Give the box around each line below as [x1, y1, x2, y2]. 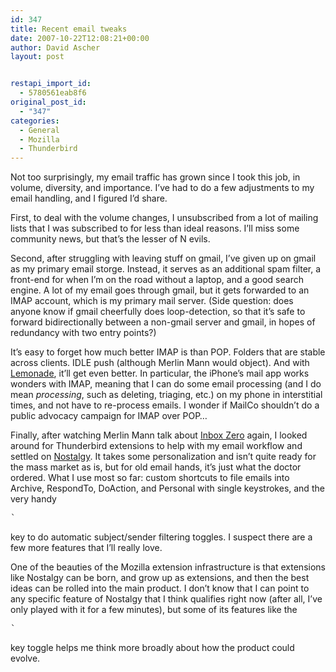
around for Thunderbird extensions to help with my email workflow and [10, 440, 303, 452]
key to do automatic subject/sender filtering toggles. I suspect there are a [10, 531, 313, 543]
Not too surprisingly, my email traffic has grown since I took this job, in [10, 171, 301, 183]
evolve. [10, 652, 41, 665]
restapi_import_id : [10, 79, 92, 89]
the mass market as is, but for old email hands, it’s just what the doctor [10, 461, 302, 473]
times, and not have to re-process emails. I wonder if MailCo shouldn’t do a [10, 399, 320, 411]
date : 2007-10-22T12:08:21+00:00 [10, 33, 150, 43]
